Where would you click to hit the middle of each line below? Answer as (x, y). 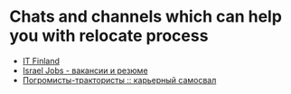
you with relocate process (109, 36)
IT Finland (41, 61)
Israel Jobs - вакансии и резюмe (85, 70)
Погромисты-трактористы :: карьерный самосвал (119, 80)
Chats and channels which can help (146, 17)
